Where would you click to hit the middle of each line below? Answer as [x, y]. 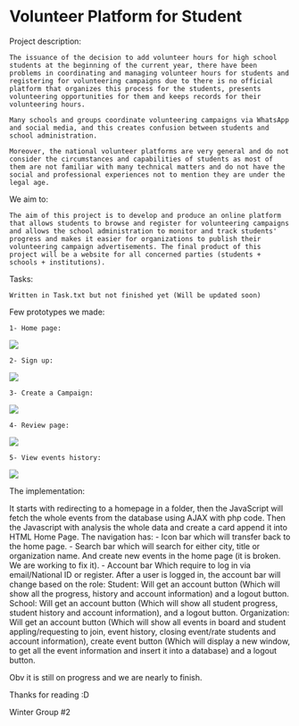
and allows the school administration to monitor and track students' [143, 231]
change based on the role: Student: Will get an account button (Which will [145, 584]
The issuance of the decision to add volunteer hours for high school [143, 57]
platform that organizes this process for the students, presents [135, 88]
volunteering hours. [48, 104]
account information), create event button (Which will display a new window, [149, 641]
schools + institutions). [57, 262]
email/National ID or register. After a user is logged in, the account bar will [145, 574]
